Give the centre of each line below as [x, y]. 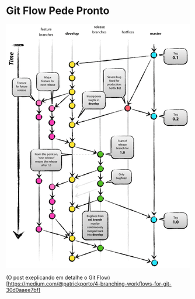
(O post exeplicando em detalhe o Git [51, 278]
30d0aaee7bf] [23, 290]
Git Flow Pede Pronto [58, 11]
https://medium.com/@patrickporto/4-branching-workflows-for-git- [90, 284]
